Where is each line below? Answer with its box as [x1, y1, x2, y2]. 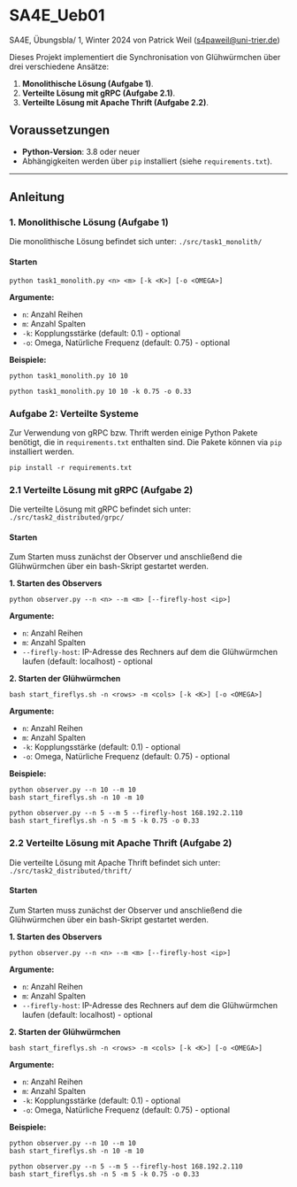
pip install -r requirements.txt [9, 463, 133, 472]
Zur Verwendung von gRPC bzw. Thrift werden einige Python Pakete [9, 427, 258, 438]
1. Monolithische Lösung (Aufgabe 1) [9, 216, 170, 228]
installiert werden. [9, 446, 75, 457]
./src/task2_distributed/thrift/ [9, 867, 133, 875]
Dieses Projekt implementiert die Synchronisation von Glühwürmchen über [9, 51, 281, 62]
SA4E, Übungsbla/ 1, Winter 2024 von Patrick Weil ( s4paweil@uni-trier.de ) [9, 35, 280, 45]
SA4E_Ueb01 [9, 5, 105, 26]
